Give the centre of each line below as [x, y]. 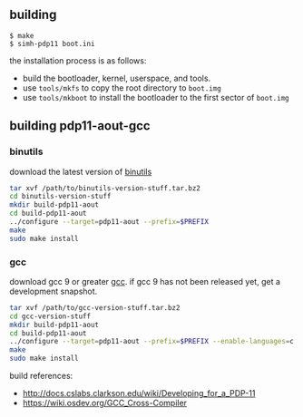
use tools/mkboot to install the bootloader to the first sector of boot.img [156, 97]
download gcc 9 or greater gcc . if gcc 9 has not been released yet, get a [145, 281]
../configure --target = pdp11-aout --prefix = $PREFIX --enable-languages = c [152, 342]
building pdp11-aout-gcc [80, 126]
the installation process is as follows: [78, 60]
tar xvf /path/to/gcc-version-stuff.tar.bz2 [95, 307]
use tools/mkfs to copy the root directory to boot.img [122, 87]
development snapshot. [54, 291]
